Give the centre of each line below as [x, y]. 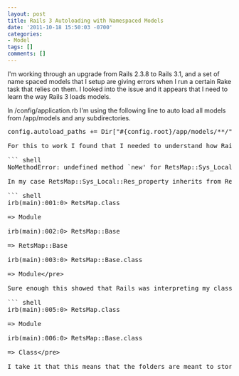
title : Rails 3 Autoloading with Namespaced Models [85, 21]
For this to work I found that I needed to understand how [113, 146]
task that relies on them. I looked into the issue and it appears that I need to [118, 89]
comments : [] [27, 54]
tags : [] [20, 47]
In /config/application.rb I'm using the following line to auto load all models [117, 110]
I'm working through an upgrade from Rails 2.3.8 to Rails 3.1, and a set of [113, 74]
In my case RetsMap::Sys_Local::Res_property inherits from [115, 181]
